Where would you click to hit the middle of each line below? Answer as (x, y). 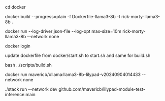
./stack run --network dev (31, 89)
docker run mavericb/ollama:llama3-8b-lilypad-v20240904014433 (73, 75)
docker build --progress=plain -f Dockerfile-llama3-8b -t (63, 16)
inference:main (20, 94)
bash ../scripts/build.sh (28, 65)
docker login (18, 46)
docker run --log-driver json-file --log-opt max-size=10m (63, 31)
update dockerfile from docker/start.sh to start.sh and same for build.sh (78, 55)
